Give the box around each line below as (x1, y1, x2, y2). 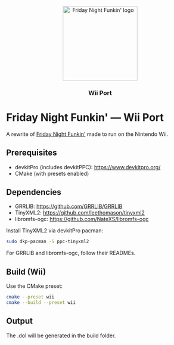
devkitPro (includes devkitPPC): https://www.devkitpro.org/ (14, 163, 161, 170)
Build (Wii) (6, 266, 46, 276)
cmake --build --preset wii (6, 300, 76, 306)
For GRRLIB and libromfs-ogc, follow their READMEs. (6, 250, 136, 257)
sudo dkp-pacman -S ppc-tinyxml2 (6, 238, 89, 245)
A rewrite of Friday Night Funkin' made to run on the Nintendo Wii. (6, 130, 169, 138)
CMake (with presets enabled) (14, 170, 89, 177)
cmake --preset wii (6, 294, 55, 300)
